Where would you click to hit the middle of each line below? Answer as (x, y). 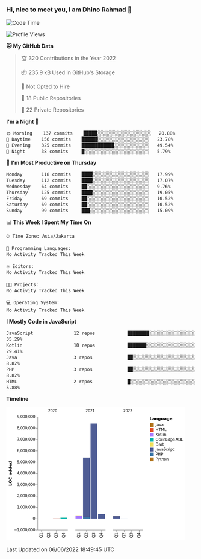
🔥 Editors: (20, 267)
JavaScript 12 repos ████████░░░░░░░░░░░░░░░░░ (101, 334)
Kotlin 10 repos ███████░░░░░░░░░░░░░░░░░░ (101, 346)
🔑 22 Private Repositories (52, 110)
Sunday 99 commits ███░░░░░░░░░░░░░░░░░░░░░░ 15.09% (90, 211)
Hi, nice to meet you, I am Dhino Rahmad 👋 (69, 10)
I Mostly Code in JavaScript (42, 322)
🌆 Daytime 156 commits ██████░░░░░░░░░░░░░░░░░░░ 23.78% (90, 139)
